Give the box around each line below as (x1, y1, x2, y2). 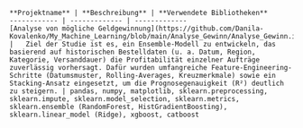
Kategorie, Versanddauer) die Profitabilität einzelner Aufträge (9, 55, 260, 64)
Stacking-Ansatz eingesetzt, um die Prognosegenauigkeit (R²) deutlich (9, 79, 284, 88)
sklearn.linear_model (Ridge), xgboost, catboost (9, 110, 200, 119)
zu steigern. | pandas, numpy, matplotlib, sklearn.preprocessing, (9, 87, 269, 96)
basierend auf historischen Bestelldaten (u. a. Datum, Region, (9, 47, 256, 56)
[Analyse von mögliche (9, 24, 95, 33)
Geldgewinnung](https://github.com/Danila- (97, 24, 264, 33)
